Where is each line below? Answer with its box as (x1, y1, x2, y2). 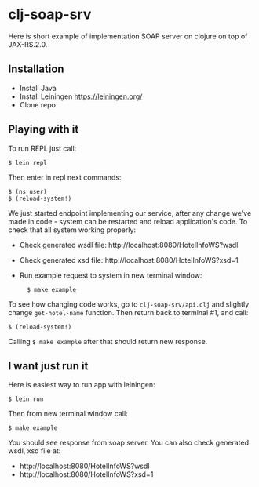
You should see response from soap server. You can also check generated (8, 438, 250, 448)
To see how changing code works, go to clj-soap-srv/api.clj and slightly (8, 300, 250, 309)
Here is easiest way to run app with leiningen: (8, 380, 155, 390)
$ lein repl (8, 158, 47, 166)
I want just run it (8, 359, 89, 373)
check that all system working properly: (8, 225, 136, 234)
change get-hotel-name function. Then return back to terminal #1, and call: (8, 307, 249, 317)
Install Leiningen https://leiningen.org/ (19, 92, 143, 101)
